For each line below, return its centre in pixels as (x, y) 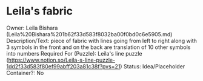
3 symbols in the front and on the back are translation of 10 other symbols (98, 47)
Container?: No (25, 73)
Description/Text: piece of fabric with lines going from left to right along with (101, 40)
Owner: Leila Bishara (32, 28)
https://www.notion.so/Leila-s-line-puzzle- (62, 60)
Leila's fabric (40, 11)
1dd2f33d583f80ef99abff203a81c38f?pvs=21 (63, 66)
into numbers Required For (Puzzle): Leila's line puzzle (74, 53)
